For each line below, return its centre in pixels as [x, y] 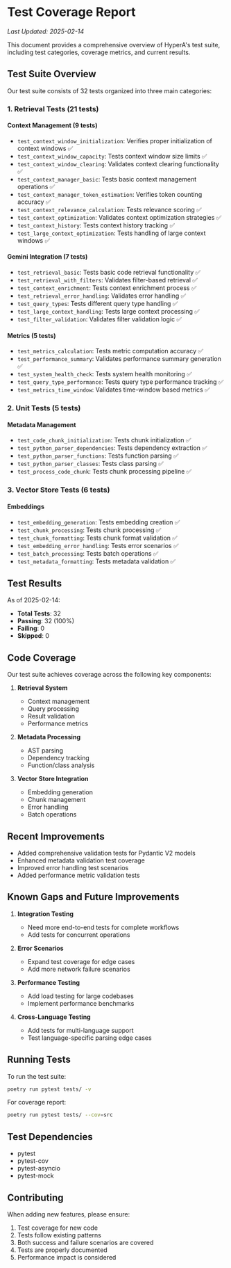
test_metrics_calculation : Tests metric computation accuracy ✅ [110, 351]
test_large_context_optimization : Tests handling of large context [111, 233]
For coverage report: [37, 1102]
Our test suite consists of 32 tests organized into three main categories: [110, 90]
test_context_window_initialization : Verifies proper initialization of [115, 141]
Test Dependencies [50, 1137]
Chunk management [57, 800]
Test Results [35, 583]
